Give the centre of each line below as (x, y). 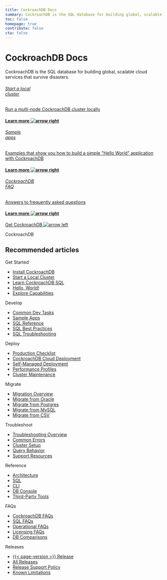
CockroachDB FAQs (33, 515)
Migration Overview (33, 394)
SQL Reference (28, 323)
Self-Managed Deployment (40, 364)
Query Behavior (28, 450)
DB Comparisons (30, 537)
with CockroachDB (24, 158)
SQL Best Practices (32, 328)
